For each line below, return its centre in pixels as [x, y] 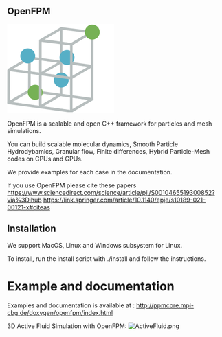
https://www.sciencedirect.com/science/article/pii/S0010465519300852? [111, 192]
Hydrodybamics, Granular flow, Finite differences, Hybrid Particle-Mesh [109, 151]
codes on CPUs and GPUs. [45, 159]
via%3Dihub [25, 200]
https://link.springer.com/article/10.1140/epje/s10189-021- [125, 200]
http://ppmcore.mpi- [165, 305]
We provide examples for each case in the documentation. [90, 172]
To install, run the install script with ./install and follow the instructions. [107, 258]
